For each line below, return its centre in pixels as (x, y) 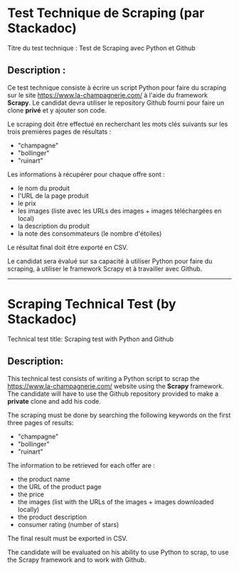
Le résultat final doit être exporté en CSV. (68, 247)
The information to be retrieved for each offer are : (81, 465)
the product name (44, 479)
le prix (27, 203)
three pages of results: (41, 422)
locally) (28, 509)
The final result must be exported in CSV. (68, 538)
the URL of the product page (59, 486)
